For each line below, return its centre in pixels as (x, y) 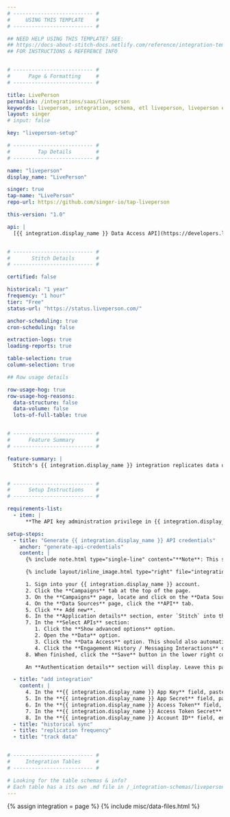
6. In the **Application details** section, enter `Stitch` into (120, 616)
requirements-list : (35, 509)
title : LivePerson (33, 95)
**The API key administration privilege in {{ (93, 522)
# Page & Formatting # (53, 76)
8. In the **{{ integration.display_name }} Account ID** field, (120, 718)
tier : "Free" (26, 302)
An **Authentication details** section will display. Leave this (120, 667)
